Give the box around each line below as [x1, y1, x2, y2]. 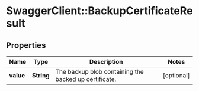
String [31, 71, 50, 79]
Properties [6, 40, 46, 50]
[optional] [162, 71, 190, 79]
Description [89, 58, 123, 66]
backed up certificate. [55, 75, 117, 83]
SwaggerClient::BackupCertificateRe [6, 4, 193, 18]
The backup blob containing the [55, 68, 144, 76]
